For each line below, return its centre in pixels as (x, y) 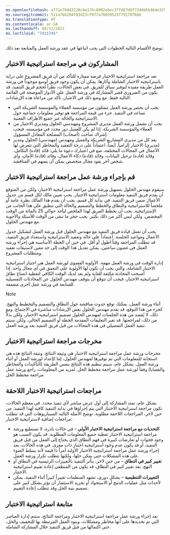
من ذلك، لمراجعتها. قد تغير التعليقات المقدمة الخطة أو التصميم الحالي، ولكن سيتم (81, 320)
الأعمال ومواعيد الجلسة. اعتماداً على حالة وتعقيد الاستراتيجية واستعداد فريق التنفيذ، (82, 236)
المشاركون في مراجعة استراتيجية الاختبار (62, 64)
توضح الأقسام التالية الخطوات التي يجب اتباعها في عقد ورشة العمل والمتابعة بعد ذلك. (85, 48)
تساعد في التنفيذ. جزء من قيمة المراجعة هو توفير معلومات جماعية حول (79, 112)
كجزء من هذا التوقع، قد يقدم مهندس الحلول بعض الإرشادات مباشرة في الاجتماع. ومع (84, 309)
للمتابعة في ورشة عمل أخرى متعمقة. (40, 284)
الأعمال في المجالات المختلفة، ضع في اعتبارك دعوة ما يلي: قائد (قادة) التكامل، (86, 150)
